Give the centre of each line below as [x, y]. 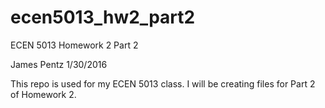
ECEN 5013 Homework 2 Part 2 [74, 45]
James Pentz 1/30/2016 [59, 64]
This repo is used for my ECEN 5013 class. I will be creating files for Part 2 [163, 83]
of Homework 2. [43, 94]
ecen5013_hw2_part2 [103, 17]
